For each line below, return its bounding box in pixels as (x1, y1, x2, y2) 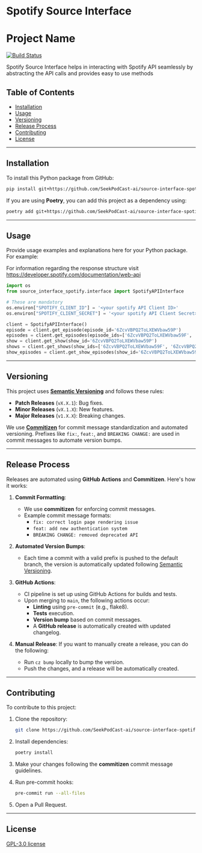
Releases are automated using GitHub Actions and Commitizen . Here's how (6, 476, 196, 483)
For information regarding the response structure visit (6, 265, 139, 272)
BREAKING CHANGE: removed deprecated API (32, 532, 138, 538)
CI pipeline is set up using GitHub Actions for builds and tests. (23, 590, 177, 597)
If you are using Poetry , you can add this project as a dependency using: (6, 197, 187, 204)
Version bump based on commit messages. (32, 616, 142, 623)
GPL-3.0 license (6, 840, 46, 847)
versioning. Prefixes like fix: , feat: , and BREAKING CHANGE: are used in (6, 430, 180, 437)
